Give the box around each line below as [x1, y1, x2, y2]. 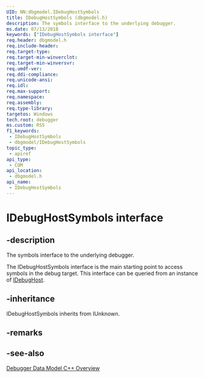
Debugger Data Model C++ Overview [6, 364, 100, 372]
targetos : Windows [6, 111, 53, 117]
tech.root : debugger [6, 116, 59, 123]
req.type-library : [6, 105, 53, 112]
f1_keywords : [6, 128, 40, 134]
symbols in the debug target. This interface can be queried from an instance [6, 269, 199, 277]
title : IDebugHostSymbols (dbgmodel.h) [6, 15, 108, 21]
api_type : [6, 156, 32, 162]
